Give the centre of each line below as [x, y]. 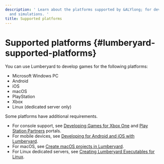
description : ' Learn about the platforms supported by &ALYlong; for [78, 9]
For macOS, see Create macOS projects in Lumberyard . [68, 146]
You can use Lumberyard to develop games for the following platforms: [76, 67]
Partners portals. [44, 131]
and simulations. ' [29, 14]
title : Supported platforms [34, 18]
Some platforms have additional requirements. [51, 116]
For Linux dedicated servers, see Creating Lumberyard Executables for [83, 152]
